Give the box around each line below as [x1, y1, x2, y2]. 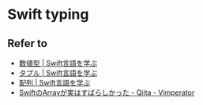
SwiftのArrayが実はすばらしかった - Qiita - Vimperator [18, 88, 195, 97]
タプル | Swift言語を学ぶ [18, 68, 98, 78]
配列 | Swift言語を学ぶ [18, 78, 91, 87]
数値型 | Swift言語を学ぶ [18, 59, 98, 67]
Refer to [7, 37, 48, 50]
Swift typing [7, 5, 89, 24]
